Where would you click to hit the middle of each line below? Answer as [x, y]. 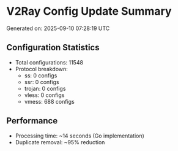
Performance [32, 121]
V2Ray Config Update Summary [89, 11]
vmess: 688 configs [49, 101]
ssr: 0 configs [42, 82]
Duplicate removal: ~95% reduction [60, 142]
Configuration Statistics [53, 48]
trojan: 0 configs [45, 88]
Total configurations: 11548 [49, 62]
